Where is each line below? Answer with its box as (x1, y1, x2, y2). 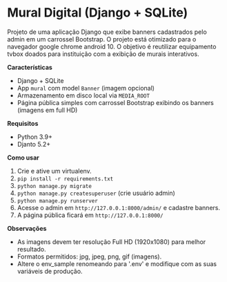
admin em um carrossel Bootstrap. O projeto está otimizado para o (7, 35, 197, 43)
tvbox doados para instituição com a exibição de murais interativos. (7, 50, 199, 58)
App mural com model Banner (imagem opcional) (17, 84, 155, 92)
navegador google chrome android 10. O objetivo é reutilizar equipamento (7, 42, 217, 50)
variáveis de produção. (17, 267, 83, 275)
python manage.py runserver (17, 197, 98, 205)
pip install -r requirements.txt (17, 175, 114, 182)
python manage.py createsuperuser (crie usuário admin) (17, 189, 176, 197)
